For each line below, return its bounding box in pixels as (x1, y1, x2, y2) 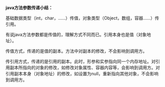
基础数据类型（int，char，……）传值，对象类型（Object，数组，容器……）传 (5, 15, 160, 21)
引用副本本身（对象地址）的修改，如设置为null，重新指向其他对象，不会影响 (5, 71, 159, 76)
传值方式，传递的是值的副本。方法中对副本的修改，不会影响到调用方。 (5, 48, 147, 54)
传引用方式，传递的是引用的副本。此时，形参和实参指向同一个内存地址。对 (5, 59, 156, 64)
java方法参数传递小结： (5, 5, 53, 10)
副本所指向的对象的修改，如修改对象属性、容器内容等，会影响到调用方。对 (9, 65, 160, 70)
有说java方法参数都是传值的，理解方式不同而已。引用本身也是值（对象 (5, 32, 147, 37)
